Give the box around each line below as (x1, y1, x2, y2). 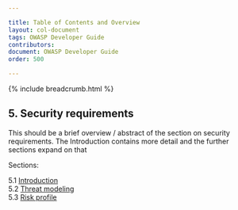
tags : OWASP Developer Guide (8, 33, 105, 41)
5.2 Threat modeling (8, 184, 75, 193)
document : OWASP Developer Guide (8, 48, 119, 56)
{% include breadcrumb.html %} (8, 84, 114, 94)
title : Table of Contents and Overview (8, 18, 140, 26)
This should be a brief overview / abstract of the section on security (8, 128, 230, 137)
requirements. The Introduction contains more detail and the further (8, 136, 229, 146)
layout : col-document (8, 25, 80, 34)
